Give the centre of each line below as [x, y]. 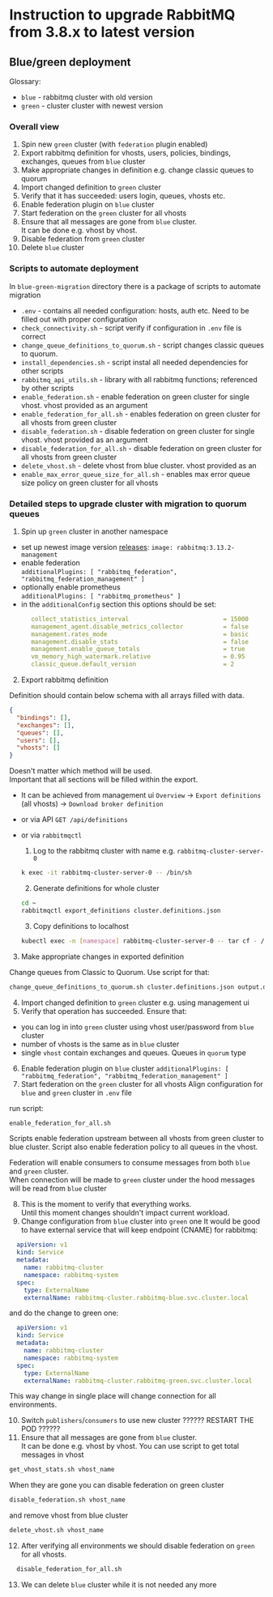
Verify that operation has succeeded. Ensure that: [104, 1011]
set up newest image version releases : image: [97, 547]
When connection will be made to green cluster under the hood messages [132, 1180]
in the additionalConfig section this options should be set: [119, 604]
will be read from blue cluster [58, 1189]
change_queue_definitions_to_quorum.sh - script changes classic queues [142, 345]
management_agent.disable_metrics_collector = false [140, 626]
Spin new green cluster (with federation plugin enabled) [114, 144]
